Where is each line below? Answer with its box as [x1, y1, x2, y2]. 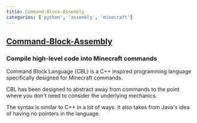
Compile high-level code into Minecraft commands [6, 54, 157, 63]
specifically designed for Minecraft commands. [6, 74, 123, 81]
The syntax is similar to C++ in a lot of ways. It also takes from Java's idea [6, 104, 190, 111]
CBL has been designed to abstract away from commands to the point [6, 86, 180, 93]
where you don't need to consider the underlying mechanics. [6, 92, 157, 99]
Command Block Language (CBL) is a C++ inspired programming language [6, 68, 192, 75]
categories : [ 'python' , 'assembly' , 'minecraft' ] [6, 14, 133, 20]
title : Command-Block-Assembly [6, 8, 85, 15]
